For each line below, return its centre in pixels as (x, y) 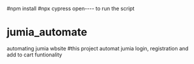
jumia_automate (47, 32)
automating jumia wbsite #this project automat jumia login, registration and (98, 48)
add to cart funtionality (35, 55)
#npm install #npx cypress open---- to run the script (71, 9)
